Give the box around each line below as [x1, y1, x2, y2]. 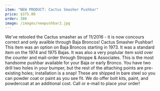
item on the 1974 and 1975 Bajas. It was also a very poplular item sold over [5, 50, 154, 55]
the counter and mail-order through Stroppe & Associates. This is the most [5, 55, 154, 61]
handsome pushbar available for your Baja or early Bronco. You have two [5, 60, 151, 66]
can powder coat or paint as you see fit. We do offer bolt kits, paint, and [5, 75, 149, 81]
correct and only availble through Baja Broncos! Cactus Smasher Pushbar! [5, 39, 153, 45]
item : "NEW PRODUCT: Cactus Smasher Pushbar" [5, 7, 98, 12]
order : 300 [5, 16, 27, 21]
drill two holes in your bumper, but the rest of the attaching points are [5, 65, 144, 71]
